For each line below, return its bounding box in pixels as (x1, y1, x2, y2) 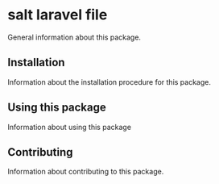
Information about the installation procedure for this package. (7, 77, 211, 86)
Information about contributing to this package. (7, 167, 164, 177)
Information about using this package (7, 122, 132, 132)
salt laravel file (7, 6, 108, 24)
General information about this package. (7, 32, 142, 42)
